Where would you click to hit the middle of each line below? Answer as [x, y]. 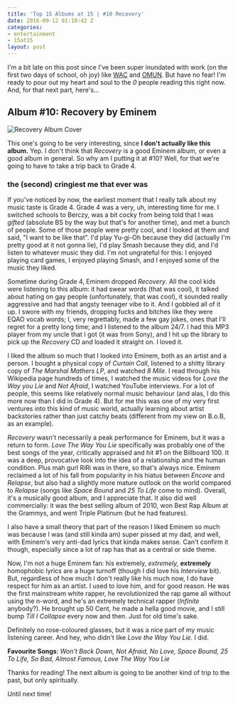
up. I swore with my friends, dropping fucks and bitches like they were [110, 312]
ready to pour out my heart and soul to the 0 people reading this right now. [117, 82]
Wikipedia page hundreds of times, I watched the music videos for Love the [118, 378]
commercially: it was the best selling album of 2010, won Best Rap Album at [118, 506]
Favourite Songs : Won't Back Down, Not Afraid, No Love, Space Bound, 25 [118, 651]
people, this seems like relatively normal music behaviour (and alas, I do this [119, 394]
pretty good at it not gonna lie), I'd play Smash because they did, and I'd [113, 245]
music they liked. [32, 268]
